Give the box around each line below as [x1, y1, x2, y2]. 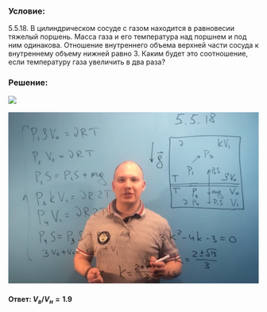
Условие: [8, 6, 45, 17]
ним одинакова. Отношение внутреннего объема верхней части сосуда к [8, 40, 259, 50]
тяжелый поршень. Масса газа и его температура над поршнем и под [8, 32, 247, 41]
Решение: [8, 77, 48, 88]
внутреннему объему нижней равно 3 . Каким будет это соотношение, [8, 49, 249, 59]
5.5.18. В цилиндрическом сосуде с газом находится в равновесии [8, 24, 234, 33]
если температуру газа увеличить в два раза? [8, 57, 165, 67]
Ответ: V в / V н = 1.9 [8, 294, 73, 306]
